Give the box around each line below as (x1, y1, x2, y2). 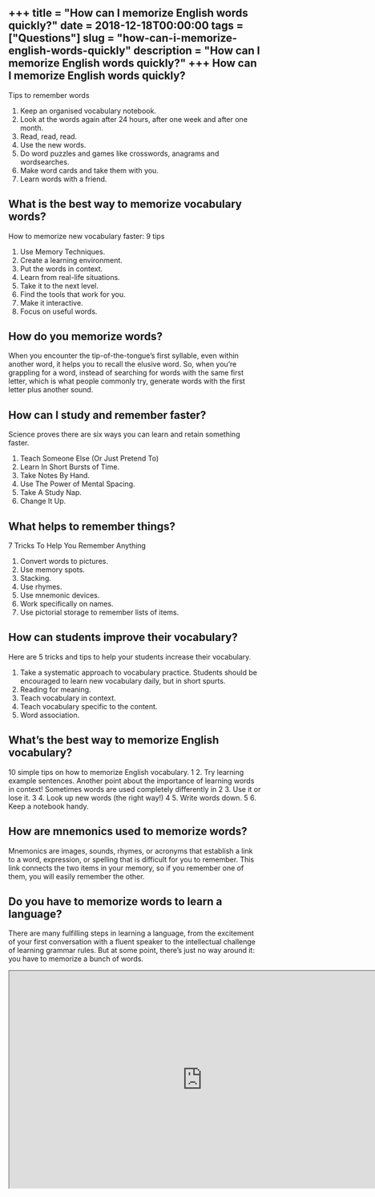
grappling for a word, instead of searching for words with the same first (8, 368, 244, 378)
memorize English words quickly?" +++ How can (8, 56, 257, 71)
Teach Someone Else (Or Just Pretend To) (19, 453, 159, 464)
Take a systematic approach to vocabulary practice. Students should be (19, 667, 258, 677)
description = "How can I (133, 44, 260, 58)
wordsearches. (19, 156, 70, 167)
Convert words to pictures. (19, 557, 109, 566)
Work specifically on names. (19, 599, 114, 609)
